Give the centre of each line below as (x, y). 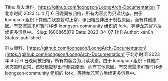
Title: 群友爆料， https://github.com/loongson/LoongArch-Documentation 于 (83, 7)
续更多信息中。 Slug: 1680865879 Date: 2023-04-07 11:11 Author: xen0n (79, 32)
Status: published (23, 38)
